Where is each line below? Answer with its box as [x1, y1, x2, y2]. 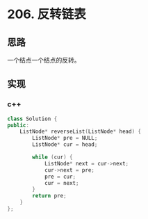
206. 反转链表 [7, 6, 86, 22]
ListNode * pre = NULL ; [32, 135, 98, 142]
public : [7, 122, 30, 129]
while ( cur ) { [32, 154, 73, 161]
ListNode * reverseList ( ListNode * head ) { [19, 128, 141, 136]
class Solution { [7, 115, 58, 122]
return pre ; [32, 193, 67, 200]
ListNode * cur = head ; [32, 141, 98, 148]
